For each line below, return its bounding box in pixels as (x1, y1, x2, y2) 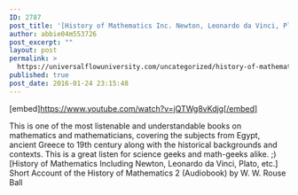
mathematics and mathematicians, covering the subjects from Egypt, (9, 129, 261, 140)
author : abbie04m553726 (9, 29, 98, 38)
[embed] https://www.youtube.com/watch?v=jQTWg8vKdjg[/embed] (9, 103, 258, 113)
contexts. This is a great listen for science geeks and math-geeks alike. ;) (9, 148, 277, 160)
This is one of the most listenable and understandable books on (9, 121, 242, 131)
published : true (9, 71, 69, 80)
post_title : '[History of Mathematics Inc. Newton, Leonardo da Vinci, (9, 21, 279, 30)
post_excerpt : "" (9, 37, 74, 47)
